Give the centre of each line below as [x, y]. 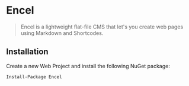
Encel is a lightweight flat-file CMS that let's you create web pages [102, 27]
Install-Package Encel [34, 77]
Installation [27, 52]
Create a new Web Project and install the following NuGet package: [88, 66]
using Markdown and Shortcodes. [62, 33]
